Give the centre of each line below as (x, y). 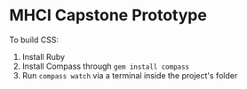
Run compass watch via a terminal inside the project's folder (130, 75)
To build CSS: (34, 40)
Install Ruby (43, 56)
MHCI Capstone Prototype (108, 15)
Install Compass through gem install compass (106, 66)
